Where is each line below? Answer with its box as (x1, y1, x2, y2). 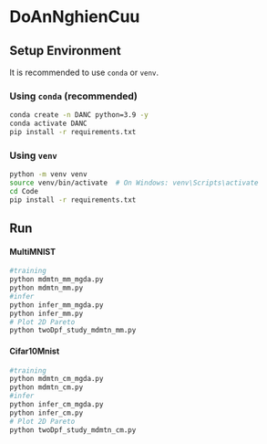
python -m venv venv (9, 170, 88, 179)
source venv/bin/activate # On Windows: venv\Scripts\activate (9, 178, 259, 188)
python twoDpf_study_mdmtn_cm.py (9, 425, 137, 435)
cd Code (9, 186, 39, 196)
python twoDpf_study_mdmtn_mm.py (9, 326, 137, 335)
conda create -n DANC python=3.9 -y (9, 111, 149, 120)
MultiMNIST (9, 246, 56, 257)
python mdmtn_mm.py (9, 283, 84, 293)
